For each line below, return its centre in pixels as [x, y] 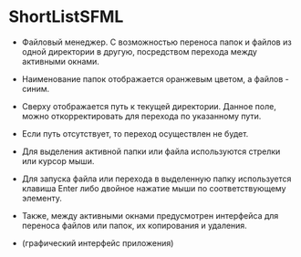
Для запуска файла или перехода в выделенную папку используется [156, 179]
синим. [36, 88]
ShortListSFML [66, 17]
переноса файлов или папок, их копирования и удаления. [134, 225]
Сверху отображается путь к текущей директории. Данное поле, [149, 106]
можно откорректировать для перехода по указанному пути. [141, 116]
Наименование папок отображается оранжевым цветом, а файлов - [155, 78]
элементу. [42, 198]
